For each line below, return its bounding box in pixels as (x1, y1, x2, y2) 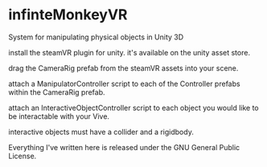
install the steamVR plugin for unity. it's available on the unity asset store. (8, 47, 251, 57)
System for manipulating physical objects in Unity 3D (8, 32, 184, 42)
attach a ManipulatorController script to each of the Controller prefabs (8, 79, 240, 88)
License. (8, 151, 37, 161)
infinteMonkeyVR (8, 6, 128, 24)
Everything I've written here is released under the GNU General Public (8, 142, 240, 152)
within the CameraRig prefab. (8, 87, 106, 97)
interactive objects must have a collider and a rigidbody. (8, 127, 195, 136)
